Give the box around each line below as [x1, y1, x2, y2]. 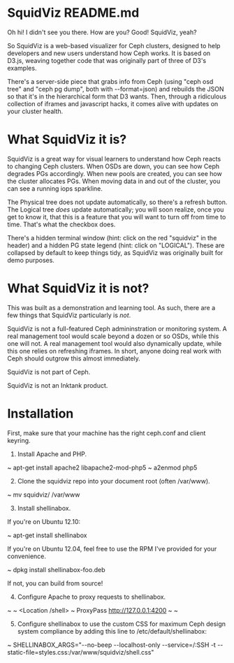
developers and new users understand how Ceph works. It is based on [7, 49, 211, 57]
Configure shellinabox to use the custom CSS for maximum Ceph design [17, 620, 226, 628]
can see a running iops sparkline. [7, 184, 103, 193]
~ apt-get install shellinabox [7, 531, 87, 539]
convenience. [7, 552, 47, 560]
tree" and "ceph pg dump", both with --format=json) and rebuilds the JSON [7, 85, 224, 93]
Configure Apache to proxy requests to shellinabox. [17, 592, 166, 601]
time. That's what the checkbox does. [7, 220, 116, 228]
